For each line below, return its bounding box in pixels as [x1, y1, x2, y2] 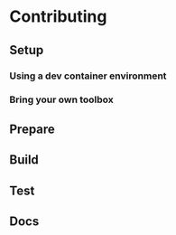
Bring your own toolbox [9, 93, 115, 106]
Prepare [9, 121, 56, 136]
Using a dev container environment [9, 70, 167, 82]
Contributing [9, 6, 107, 27]
